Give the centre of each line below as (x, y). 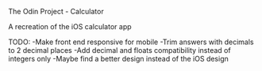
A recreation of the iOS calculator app (70, 26)
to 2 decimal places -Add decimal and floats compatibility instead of (120, 50)
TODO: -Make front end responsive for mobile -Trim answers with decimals (131, 42)
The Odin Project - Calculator (56, 11)
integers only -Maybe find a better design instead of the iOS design (118, 59)
